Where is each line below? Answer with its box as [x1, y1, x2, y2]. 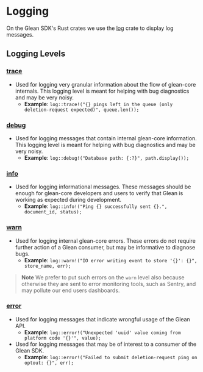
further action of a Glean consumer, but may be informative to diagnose [15, 243, 196, 251]
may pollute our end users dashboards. [21, 287, 120, 294]
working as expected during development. [15, 196, 122, 204]
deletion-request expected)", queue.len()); [24, 107, 140, 113]
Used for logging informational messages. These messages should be [15, 183, 191, 190]
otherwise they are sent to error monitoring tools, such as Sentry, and [21, 280, 196, 287]
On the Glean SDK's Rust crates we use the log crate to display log [6, 24, 174, 32]
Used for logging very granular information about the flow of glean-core [15, 80, 196, 88]
